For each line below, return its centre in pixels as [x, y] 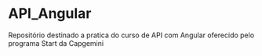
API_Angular [50, 14]
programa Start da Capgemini [56, 43]
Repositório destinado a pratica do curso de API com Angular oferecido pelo [131, 35]
